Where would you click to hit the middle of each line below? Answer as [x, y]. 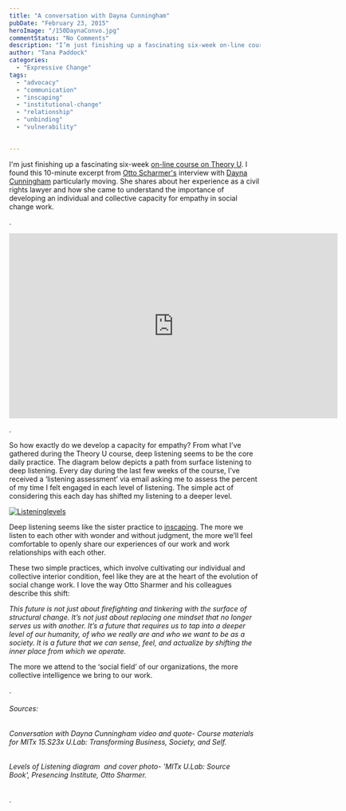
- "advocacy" [38, 82]
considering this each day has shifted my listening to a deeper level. [121, 496]
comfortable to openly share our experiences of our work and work [120, 544]
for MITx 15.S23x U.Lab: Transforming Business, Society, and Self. [118, 742]
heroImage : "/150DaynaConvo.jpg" [65, 30]
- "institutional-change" [59, 105]
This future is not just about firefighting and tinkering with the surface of [128, 608]
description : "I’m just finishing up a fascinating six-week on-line [127, 45]
